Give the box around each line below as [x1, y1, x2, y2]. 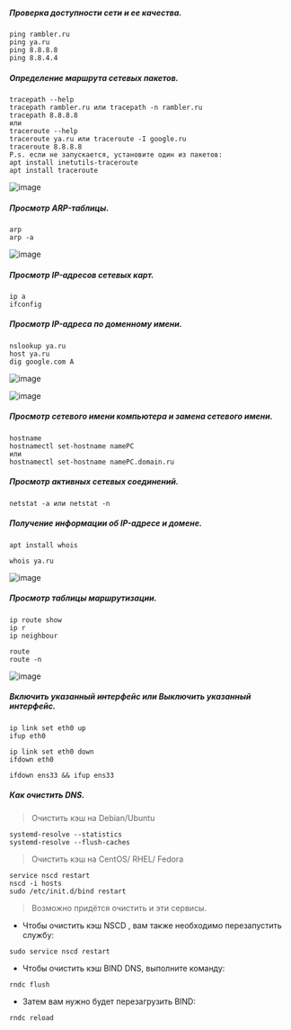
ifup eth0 [9, 731, 47, 740]
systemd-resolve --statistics [9, 829, 123, 839]
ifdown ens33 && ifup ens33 [9, 771, 115, 780]
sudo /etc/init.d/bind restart [9, 887, 127, 896]
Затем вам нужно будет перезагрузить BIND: [22, 996, 196, 1007]
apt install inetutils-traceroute [9, 158, 139, 167]
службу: [22, 929, 55, 940]
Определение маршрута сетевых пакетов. [9, 72, 179, 83]
